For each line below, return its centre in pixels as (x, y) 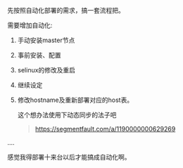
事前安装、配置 (39, 55)
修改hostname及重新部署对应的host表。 (75, 100)
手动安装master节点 (46, 40)
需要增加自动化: (30, 25)
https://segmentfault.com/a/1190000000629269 (105, 129)
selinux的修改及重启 (46, 70)
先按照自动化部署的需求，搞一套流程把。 (66, 10)
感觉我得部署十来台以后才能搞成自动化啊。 (69, 157)
